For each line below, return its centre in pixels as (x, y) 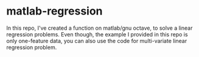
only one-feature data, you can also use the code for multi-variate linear (97, 41)
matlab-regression (54, 11)
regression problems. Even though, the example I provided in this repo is (97, 34)
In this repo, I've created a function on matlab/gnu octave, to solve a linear (100, 28)
